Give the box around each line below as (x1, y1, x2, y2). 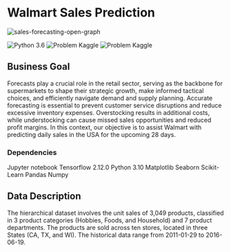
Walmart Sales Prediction (7, 5, 155, 21)
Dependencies (7, 147, 57, 157)
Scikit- (201, 163, 219, 171)
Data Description (7, 191, 81, 202)
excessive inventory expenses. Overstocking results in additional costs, (7, 108, 210, 116)
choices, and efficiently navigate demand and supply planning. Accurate (7, 94, 213, 102)
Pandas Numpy (25, 171, 69, 179)
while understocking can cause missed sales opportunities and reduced (7, 116, 212, 124)
